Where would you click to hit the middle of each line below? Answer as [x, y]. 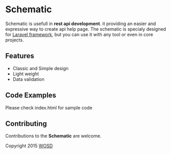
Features [20, 56]
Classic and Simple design [41, 68]
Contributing [26, 124]
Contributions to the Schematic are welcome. [53, 136]
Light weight [26, 74]
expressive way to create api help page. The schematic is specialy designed [86, 29]
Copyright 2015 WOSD [29, 146]
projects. [15, 40]
